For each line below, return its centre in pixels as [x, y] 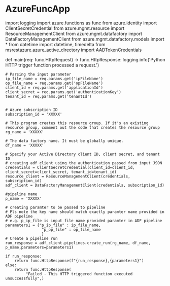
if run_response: [24, 256]
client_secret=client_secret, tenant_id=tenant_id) [61, 172]
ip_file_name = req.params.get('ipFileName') [54, 79]
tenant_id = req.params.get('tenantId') [49, 96]
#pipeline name [21, 194]
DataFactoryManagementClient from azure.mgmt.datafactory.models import [85, 39]
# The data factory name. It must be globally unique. [64, 141]
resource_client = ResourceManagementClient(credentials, [68, 176]
